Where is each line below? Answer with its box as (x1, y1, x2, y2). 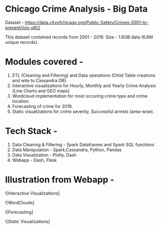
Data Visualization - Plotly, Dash (12, 152, 77, 158)
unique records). (5, 39, 39, 45)
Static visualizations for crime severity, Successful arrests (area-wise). (12, 108, 155, 114)
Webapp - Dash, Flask (12, 157, 57, 163)
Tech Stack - (5, 125, 58, 137)
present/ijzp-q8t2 (5, 24, 40, 30)
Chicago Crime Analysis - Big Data (5, 3, 148, 15)
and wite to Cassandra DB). (12, 77, 67, 83)
